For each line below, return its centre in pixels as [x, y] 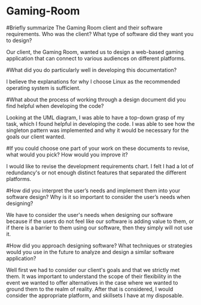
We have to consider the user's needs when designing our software [90, 215]
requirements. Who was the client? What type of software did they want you [100, 34]
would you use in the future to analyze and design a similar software [90, 252]
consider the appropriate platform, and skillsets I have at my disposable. [95, 295]
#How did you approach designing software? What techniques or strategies [99, 245]
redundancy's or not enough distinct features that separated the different [96, 173]
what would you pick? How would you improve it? [67, 155]
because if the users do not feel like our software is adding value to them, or [100, 221]
